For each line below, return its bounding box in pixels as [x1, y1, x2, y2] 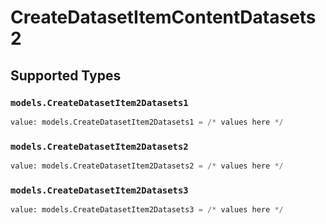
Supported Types [10, 67, 122, 84]
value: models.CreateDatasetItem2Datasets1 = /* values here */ [10, 117, 284, 127]
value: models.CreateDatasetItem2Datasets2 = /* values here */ [10, 161, 284, 171]
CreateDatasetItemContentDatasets [10, 6, 317, 29]
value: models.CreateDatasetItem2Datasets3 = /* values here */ [10, 205, 284, 215]
